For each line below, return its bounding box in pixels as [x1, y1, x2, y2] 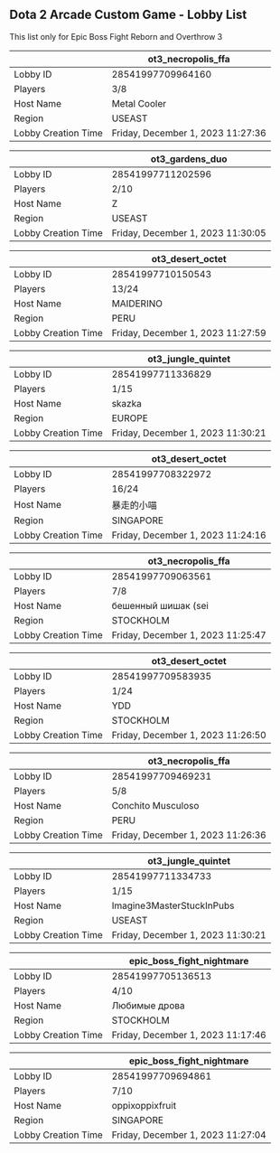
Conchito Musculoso [111, 799, 200, 811]
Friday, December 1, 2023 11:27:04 [111, 1129, 266, 1141]
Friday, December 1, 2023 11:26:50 [111, 728, 266, 741]
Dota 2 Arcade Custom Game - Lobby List [9, 7, 247, 23]
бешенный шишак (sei [111, 599, 210, 612]
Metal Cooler [111, 97, 167, 109]
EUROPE [111, 411, 149, 424]
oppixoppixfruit [111, 1099, 177, 1111]
